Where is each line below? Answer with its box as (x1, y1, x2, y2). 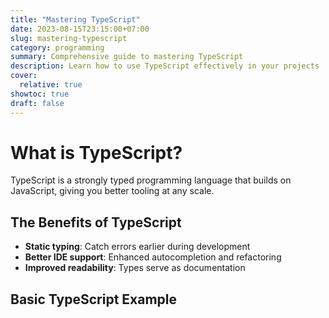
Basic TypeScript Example (10, 291, 177, 308)
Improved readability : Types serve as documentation (24, 262, 246, 274)
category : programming (10, 42, 105, 53)
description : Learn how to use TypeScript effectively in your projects (10, 61, 320, 71)
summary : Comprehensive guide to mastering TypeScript (10, 52, 244, 62)
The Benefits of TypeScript (10, 214, 182, 231)
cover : (10, 71, 38, 81)
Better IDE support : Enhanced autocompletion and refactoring (24, 251, 282, 263)
